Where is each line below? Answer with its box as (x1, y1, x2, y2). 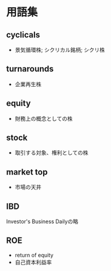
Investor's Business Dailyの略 (6, 218, 79, 225)
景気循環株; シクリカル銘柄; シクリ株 (14, 46, 106, 53)
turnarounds (6, 64, 54, 74)
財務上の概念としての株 (14, 115, 73, 122)
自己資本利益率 (14, 258, 52, 266)
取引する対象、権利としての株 (14, 149, 88, 156)
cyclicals (6, 29, 41, 39)
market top (6, 167, 48, 177)
